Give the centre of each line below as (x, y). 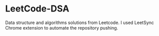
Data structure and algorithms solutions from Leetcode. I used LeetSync (80, 22)
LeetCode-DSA (37, 9)
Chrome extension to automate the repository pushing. (62, 27)
